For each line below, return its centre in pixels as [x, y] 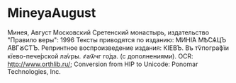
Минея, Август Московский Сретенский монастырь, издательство [108, 32]
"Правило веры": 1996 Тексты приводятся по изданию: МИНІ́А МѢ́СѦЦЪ [117, 39]
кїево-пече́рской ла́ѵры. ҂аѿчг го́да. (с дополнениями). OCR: [100, 56]
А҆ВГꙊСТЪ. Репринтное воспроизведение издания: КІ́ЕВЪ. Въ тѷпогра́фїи [118, 48]
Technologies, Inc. [34, 71]
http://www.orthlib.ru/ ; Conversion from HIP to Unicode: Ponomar [103, 64]
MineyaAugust [52, 13]
